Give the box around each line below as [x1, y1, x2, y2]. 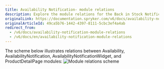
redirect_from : [5, 25, 36, 30]
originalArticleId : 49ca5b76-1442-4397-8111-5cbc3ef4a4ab [5, 21, 125, 26]
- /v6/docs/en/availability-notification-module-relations [9, 35, 132, 40]
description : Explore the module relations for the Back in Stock [5, 12, 143, 17]
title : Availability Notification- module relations [5, 7, 115, 12]
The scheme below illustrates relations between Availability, [5, 47, 125, 54]
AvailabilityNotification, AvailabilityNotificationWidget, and [5, 53, 122, 59]
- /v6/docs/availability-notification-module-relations [9, 30, 125, 35]
